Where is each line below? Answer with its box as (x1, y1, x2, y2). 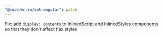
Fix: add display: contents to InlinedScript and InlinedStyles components (5, 21, 158, 27)
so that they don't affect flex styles (5, 26, 77, 32)
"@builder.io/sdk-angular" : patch (5, 7, 78, 12)
